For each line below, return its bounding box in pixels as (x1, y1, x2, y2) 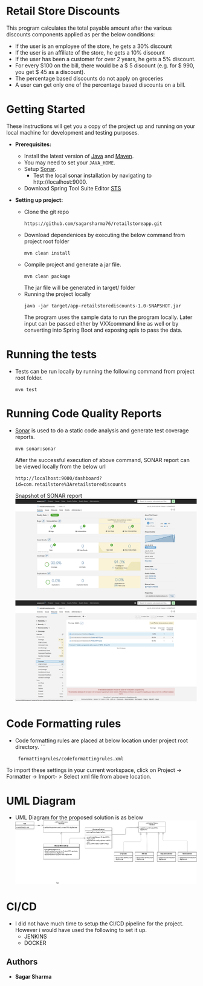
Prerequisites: (14, 141, 52, 148)
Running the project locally (24, 290, 91, 298)
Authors (6, 957, 38, 967)
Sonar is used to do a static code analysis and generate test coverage (14, 426, 189, 434)
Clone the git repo (24, 208, 69, 215)
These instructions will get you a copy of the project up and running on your (6, 122, 195, 130)
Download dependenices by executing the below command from (24, 231, 185, 238)
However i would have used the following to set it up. (14, 926, 147, 933)
